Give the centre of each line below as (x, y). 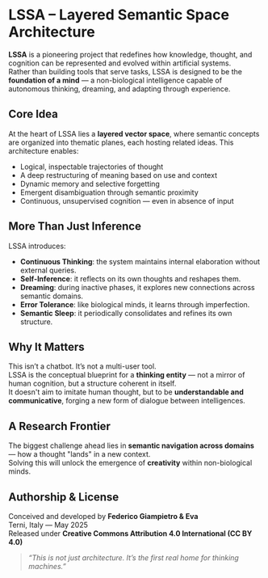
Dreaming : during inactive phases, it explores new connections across (138, 287)
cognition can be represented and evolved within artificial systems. (120, 63)
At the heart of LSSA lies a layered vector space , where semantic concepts (134, 133)
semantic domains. (51, 296)
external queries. (48, 270)
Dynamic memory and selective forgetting (90, 184)
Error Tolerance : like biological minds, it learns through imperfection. (135, 304)
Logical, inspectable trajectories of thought (92, 167)
